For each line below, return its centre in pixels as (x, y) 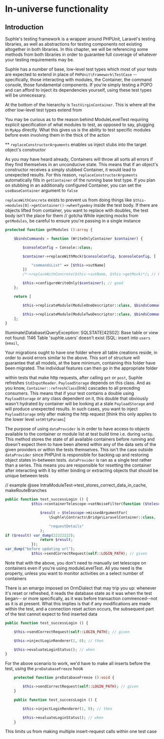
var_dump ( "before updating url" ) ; (40, 549)
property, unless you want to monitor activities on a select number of (74, 573)
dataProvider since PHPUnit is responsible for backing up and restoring (77, 455)
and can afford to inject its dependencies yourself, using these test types (78, 90)
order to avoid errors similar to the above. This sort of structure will (72, 358)
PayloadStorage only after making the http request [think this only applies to (81, 414)
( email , (12, 343)
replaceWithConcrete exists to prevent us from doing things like (69, 200)
